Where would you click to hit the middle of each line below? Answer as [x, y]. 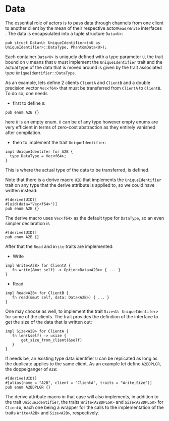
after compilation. [23, 133]
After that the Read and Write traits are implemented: [59, 246]
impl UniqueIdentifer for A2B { [39, 152]
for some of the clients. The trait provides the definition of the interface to [82, 316]
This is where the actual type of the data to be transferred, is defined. [77, 170]
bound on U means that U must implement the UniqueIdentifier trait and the [84, 62]
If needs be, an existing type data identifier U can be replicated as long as [81, 358]
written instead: [21, 190]
